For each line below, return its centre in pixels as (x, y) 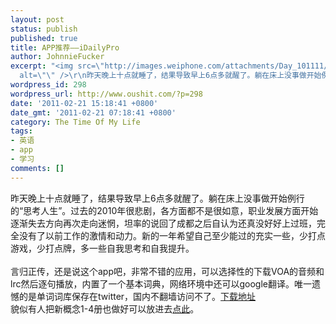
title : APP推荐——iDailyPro (65, 47)
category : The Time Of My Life (75, 122)
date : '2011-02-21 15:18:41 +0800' (84, 103)
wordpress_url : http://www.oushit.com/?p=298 (106, 94)
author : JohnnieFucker (57, 57)
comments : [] (37, 168)
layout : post (37, 19)
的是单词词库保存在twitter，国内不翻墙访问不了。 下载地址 (137, 296)
